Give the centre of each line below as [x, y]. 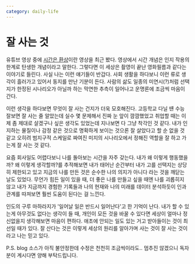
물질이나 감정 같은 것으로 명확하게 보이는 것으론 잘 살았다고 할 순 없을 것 [103, 130]
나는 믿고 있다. [33, 235]
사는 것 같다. [37, 145]
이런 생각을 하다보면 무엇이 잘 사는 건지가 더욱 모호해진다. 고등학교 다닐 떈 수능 [95, 108]
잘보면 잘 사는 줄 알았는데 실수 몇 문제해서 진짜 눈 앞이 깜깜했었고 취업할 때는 [93, 116]
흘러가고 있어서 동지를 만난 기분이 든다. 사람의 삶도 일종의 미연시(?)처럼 [98, 81]
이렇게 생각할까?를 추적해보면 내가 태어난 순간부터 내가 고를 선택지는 [98, 165]
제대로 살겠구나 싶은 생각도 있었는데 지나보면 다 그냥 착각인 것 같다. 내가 [100, 123]
